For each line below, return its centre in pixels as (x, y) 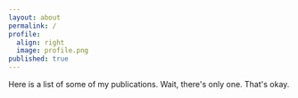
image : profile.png (53, 51)
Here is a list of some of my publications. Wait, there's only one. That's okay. (149, 84)
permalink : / (33, 26)
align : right (41, 42)
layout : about (35, 17)
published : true (38, 59)
